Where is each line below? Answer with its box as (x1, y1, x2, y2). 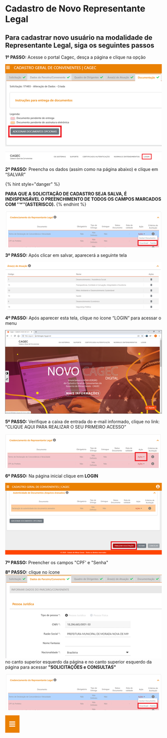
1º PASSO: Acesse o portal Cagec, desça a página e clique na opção (5, 54, 146, 60)
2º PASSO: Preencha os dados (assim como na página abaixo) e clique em (5, 166, 158, 172)
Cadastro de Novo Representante (5, 3, 146, 14)
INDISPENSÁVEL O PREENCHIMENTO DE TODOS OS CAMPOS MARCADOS (5, 196, 162, 202)
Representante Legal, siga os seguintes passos (5, 41, 155, 50)
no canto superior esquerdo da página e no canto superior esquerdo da (5, 659, 152, 665)
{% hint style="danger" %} (5, 181, 61, 187)
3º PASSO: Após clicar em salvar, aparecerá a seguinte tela (5, 252, 127, 258)
